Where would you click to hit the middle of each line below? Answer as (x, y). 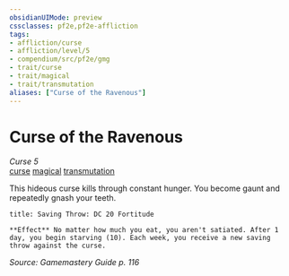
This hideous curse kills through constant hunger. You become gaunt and (145, 188)
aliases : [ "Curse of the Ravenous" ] (78, 92)
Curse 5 (24, 161)
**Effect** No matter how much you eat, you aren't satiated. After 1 (144, 230)
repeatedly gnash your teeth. (63, 198)
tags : (19, 34)
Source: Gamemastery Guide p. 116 (74, 263)
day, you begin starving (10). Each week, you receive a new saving (140, 238)
